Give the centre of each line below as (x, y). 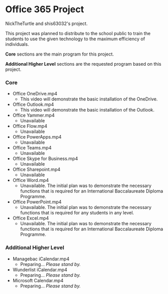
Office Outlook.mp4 (33, 104)
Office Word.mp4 (31, 180)
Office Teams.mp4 (32, 148)
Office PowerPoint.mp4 (37, 202)
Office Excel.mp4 (31, 218)
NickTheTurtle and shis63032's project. (46, 23)
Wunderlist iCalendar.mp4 (40, 270)
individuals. (17, 44)
